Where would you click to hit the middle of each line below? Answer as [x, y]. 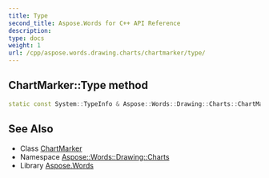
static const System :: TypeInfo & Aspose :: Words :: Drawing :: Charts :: [123, 104]
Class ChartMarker [51, 148]
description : [30, 30]
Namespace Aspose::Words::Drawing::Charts [94, 156]
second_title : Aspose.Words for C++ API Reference [94, 23]
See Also [31, 129]
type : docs [26, 38]
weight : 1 [25, 46]
